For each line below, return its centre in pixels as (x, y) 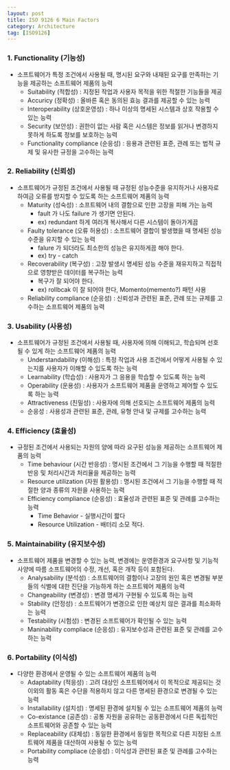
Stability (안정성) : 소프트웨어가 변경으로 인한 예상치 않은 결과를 (112, 603)
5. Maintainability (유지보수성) (56, 544)
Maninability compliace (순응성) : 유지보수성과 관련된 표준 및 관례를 (119, 629)
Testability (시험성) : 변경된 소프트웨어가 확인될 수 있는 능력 (107, 621)
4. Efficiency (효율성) (42, 431)
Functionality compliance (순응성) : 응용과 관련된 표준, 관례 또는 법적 (120, 143)
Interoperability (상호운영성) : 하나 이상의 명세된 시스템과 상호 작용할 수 (123, 109)
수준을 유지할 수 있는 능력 (61, 239)
